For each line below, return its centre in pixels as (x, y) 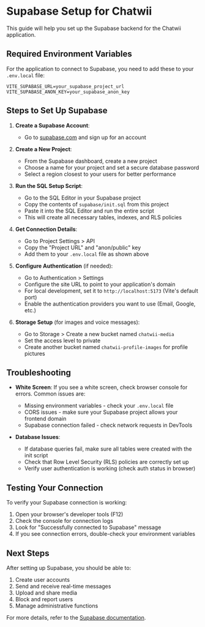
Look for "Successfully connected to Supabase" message (88, 527)
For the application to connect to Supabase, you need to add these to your (100, 69)
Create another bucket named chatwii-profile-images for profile (106, 347)
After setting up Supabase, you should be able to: (69, 568)
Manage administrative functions (57, 606)
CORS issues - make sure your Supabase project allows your (101, 412)
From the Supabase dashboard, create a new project (91, 161)
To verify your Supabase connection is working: (67, 503)
